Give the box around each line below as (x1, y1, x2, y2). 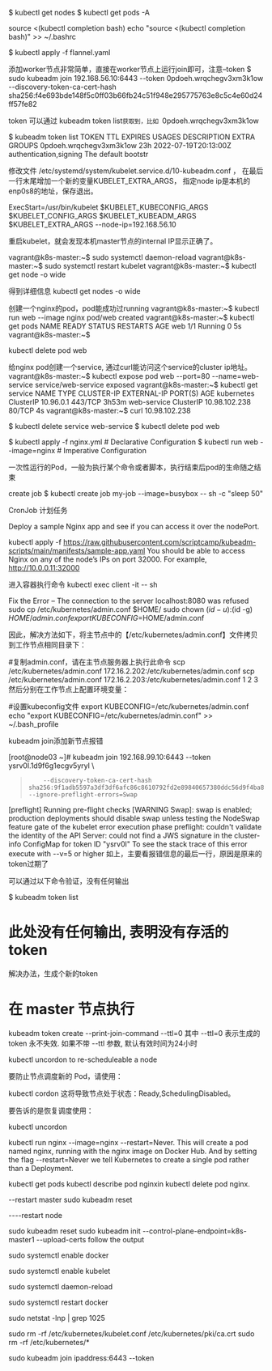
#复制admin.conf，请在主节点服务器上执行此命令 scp (8, 657, 186, 667)
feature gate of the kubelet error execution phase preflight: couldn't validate (8, 822, 262, 831)
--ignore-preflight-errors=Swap (28, 791, 138, 799)
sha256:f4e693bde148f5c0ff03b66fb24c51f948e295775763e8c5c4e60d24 (8, 91, 263, 100)
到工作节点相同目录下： (8, 640, 87, 649)
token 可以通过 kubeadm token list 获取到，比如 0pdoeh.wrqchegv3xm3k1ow (8, 116, 259, 125)
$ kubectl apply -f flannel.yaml (8, 48, 111, 57)
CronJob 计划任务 (8, 506, 68, 515)
